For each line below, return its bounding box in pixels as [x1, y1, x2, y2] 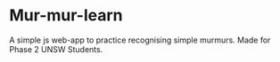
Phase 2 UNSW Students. [9, 43, 103, 54]
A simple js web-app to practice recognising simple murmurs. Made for [9, 35, 271, 45]
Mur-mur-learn [9, 5, 123, 26]
